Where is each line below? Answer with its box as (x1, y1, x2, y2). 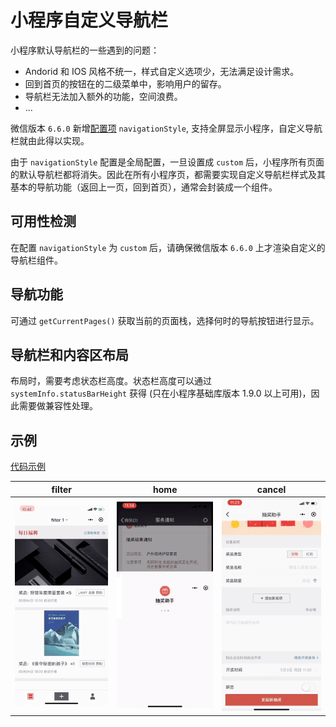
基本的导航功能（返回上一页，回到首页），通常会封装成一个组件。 (10, 181, 278, 193)
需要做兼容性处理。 (18, 400, 98, 412)
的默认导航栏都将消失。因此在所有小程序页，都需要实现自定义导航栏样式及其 (10, 168, 326, 180)
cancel (256, 483, 287, 495)
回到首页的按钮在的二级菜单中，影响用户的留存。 (24, 77, 227, 90)
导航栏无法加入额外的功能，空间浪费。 (24, 90, 183, 102)
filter (51, 483, 72, 495)
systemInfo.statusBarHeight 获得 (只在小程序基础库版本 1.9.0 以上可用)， (10, 387, 312, 400)
